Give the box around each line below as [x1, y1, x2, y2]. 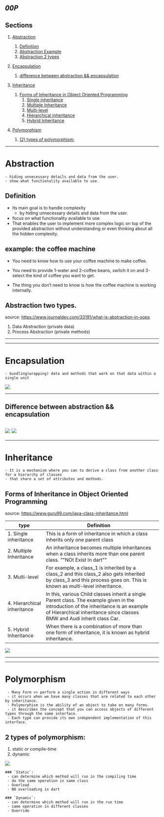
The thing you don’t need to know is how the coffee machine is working [12, 282, 156, 288]
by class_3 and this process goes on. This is [45, 577, 147, 584]
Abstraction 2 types [19, 54, 60, 60]
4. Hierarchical [7, 600, 41, 607]
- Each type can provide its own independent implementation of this [7, 715, 152, 721]
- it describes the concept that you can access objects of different [7, 707, 154, 712]
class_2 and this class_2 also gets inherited [45, 570, 145, 577]
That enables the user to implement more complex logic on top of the [12, 220, 152, 226]
